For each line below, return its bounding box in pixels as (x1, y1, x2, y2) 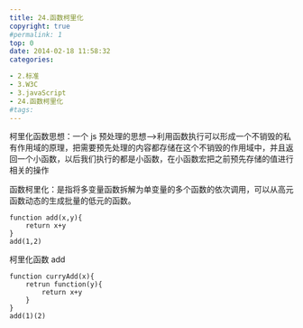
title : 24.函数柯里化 (9, 13, 84, 23)
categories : (9, 55, 54, 64)
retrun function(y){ (25, 280, 103, 289)
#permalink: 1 (9, 30, 63, 39)
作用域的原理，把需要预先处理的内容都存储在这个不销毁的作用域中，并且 (16, 142, 286, 154)
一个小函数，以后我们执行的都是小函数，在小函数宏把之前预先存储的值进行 (16, 154, 294, 164)
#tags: (9, 105, 34, 114)
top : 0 (9, 38, 34, 48)
